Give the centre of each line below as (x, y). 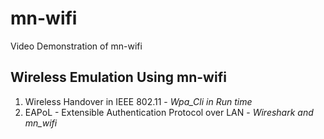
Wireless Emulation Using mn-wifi (118, 77)
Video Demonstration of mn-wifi (76, 46)
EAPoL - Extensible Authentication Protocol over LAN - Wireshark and (169, 112)
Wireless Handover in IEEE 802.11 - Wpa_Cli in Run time (138, 101)
